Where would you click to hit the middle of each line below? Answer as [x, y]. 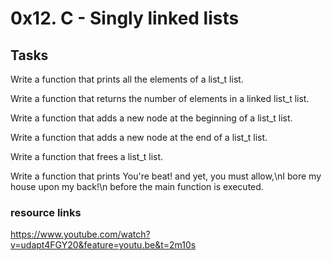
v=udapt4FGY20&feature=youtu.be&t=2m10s [103, 245]
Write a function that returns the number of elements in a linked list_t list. [160, 98]
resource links [46, 212]
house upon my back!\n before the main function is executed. [137, 186]
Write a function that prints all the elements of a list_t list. [127, 79]
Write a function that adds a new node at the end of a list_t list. [139, 137]
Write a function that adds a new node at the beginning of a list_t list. [151, 118]
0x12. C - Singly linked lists [125, 18]
